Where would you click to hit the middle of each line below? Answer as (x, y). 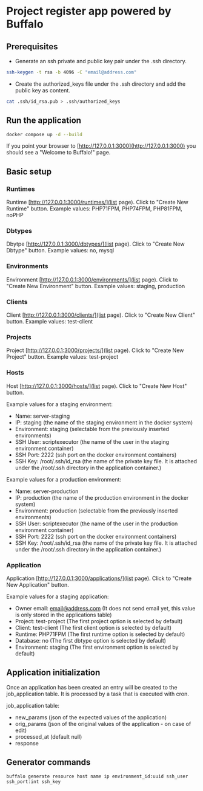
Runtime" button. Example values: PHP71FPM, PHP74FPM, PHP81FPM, (95, 209)
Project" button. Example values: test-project (62, 357)
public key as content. (43, 90)
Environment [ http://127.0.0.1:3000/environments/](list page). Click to (92, 279)
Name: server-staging (42, 416)
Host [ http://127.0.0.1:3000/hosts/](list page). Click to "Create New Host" (97, 386)
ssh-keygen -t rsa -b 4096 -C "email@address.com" (72, 72)
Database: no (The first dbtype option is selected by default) (91, 640)
